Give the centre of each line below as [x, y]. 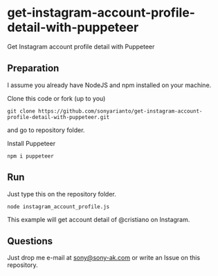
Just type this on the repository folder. [62, 194]
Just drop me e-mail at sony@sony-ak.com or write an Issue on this [104, 258]
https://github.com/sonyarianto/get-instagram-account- [120, 111]
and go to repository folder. [46, 130]
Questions [30, 241]
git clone [21, 111]
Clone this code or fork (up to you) [56, 98]
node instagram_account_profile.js [58, 206]
